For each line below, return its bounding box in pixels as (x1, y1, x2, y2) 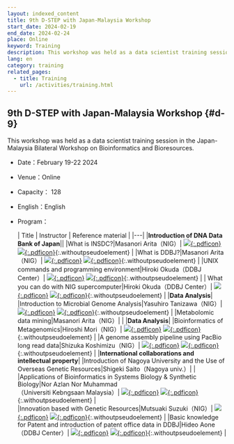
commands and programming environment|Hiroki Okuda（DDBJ (17, 265, 202, 273)
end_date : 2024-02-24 (7, 29, 70, 37)
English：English (17, 203, 66, 211)
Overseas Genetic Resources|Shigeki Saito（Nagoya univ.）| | (17, 365, 196, 373)
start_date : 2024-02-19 (7, 23, 77, 30)
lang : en (7, 56, 33, 63)
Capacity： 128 (17, 188, 61, 196)
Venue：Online (17, 173, 61, 182)
